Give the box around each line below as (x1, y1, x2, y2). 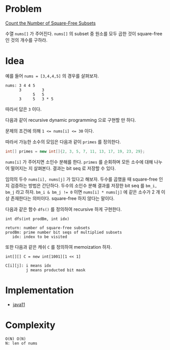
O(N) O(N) (5, 336, 27, 341)
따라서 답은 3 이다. (5, 106, 42, 112)
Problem (5, 3, 42, 15)
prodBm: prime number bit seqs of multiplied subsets (5, 230, 123, 235)
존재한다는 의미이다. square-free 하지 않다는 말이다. (10, 195, 115, 201)
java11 (12, 301, 26, 308)
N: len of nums (5, 341, 38, 346)
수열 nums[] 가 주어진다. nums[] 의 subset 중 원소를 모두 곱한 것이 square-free (5, 30, 162, 36)
